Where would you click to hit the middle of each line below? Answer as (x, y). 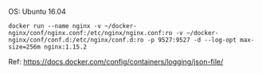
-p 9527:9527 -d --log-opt (192, 40)
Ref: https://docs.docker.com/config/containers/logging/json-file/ (116, 62)
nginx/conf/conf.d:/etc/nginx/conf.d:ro (76, 40)
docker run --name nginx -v (55, 26)
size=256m (25, 47)
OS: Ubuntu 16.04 (37, 12)
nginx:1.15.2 (65, 47)
